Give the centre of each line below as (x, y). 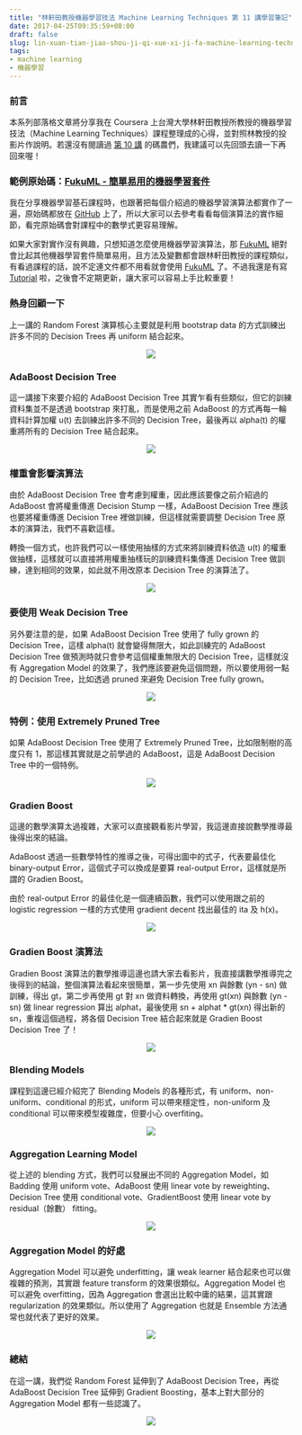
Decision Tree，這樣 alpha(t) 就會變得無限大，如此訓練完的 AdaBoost (138, 645)
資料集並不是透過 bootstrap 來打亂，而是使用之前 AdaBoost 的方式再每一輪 (148, 409)
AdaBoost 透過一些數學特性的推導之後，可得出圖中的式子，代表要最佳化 (142, 857)
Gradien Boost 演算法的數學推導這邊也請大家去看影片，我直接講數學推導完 (147, 973)
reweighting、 (249, 1186)
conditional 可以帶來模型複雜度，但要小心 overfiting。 (109, 1113)
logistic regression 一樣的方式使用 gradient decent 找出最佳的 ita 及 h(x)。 (146, 910)
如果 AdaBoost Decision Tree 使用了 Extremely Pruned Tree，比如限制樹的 (147, 742)
